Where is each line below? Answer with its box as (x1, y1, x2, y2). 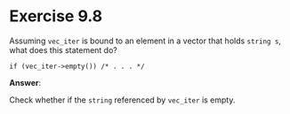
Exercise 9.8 (9, 6, 103, 27)
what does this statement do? (9, 44, 117, 55)
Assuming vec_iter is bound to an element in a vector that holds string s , (9, 35, 282, 46)
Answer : (9, 77, 42, 87)
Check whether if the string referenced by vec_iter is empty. (9, 95, 236, 105)
